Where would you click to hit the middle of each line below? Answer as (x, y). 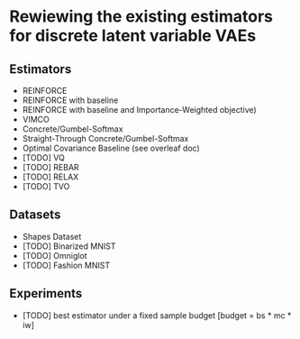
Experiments (46, 293)
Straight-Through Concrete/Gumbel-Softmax (105, 138)
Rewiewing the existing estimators (141, 17)
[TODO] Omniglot (55, 255)
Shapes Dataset (52, 236)
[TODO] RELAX (50, 177)
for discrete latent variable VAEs (133, 36)
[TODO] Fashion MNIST (66, 265)
